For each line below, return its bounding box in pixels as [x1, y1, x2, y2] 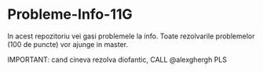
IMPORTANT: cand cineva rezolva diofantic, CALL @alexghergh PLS [7, 55, 227, 64]
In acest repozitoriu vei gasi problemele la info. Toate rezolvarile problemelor [7, 31, 255, 41]
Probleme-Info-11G [7, 5, 133, 23]
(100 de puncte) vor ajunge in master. [7, 39, 129, 49]
